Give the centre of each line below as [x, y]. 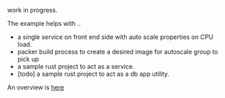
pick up [28, 59]
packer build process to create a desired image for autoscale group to [117, 52]
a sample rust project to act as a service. [76, 66]
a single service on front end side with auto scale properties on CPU [115, 37]
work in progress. [32, 10]
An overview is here [36, 87]
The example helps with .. [44, 23]
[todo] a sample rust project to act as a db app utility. [93, 74]
